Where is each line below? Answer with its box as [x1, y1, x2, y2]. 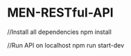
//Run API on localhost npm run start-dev [7, 41, 125, 49]
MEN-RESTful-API [7, 5, 114, 21]
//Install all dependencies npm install [7, 28, 112, 36]
